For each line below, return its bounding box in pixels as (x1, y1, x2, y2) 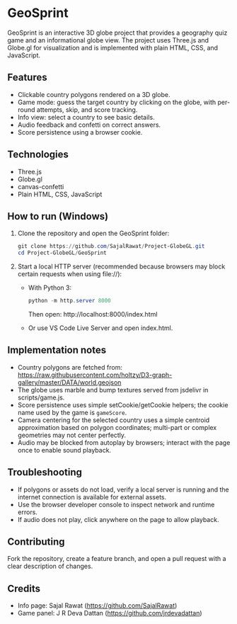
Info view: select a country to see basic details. (17, 113, 155, 121)
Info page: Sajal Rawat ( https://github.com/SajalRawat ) (17, 601, 178, 610)
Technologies (7, 149, 69, 161)
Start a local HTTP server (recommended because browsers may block (17, 262, 226, 271)
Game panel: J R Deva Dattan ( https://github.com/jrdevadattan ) (17, 609, 203, 618)
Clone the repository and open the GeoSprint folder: (17, 229, 170, 238)
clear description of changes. (7, 562, 93, 571)
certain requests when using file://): (17, 270, 122, 278)
